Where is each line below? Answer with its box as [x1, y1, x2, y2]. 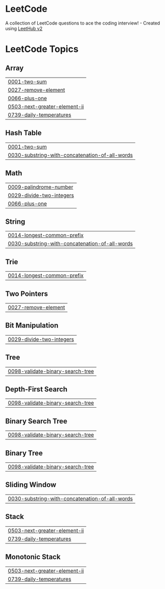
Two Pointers [5, 289, 48, 298]
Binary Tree [5, 449, 43, 457]
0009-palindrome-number [8, 183, 73, 191]
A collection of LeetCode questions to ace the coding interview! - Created [5, 20, 160, 26]
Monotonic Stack [5, 553, 61, 561]
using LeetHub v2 [5, 25, 43, 31]
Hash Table [5, 129, 42, 137]
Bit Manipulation [5, 321, 59, 330]
